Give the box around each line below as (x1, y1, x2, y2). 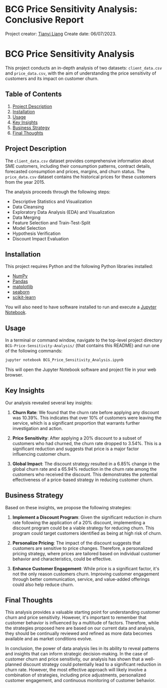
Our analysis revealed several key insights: (5, 400, 93, 406)
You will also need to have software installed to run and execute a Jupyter (5, 304, 157, 310)
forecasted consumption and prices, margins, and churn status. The (5, 168, 145, 174)
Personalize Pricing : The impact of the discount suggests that (12, 540, 141, 546)
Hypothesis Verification (12, 230, 61, 236)
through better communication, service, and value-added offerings (12, 576, 150, 582)
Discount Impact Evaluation (12, 235, 69, 241)
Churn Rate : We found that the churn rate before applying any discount (12, 409, 160, 415)
